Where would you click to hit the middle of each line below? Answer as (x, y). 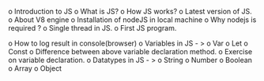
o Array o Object (35, 68)
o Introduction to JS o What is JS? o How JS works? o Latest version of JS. (130, 11)
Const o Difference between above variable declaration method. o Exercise (130, 52)
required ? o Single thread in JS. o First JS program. (92, 28)
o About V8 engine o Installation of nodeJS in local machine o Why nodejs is (132, 20)
